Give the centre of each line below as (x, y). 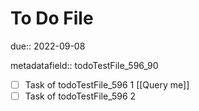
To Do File (52, 18)
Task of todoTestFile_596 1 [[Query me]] (107, 84)
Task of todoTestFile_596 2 (80, 96)
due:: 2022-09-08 (48, 46)
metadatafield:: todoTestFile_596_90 (84, 65)
